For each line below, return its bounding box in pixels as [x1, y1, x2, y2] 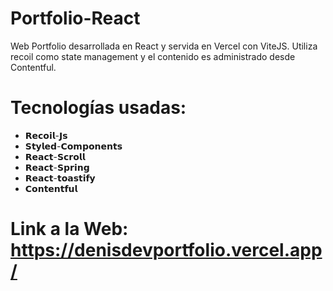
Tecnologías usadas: [10, 97, 187, 119]
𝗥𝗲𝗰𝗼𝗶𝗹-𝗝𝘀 [24, 129, 68, 141]
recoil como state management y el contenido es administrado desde [10, 50, 296, 62]
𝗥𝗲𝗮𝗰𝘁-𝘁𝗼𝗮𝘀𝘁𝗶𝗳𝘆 [24, 172, 96, 184]
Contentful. [10, 61, 57, 73]
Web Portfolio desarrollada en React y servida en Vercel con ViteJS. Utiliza [10, 40, 318, 52]
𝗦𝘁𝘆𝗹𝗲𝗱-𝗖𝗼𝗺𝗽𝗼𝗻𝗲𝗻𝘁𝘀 [24, 140, 123, 152]
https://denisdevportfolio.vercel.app [10, 239, 323, 262]
